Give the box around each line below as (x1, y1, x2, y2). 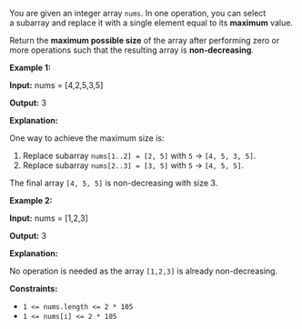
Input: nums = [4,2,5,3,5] (9, 80, 104, 90)
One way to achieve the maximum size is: (9, 133, 165, 144)
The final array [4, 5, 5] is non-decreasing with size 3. (9, 177, 218, 188)
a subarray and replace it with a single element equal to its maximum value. (9, 17, 294, 28)
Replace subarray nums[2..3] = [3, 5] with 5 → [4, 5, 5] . (22, 160, 244, 171)
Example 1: (9, 63, 52, 73)
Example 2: (9, 195, 53, 205)
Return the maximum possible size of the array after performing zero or (9, 35, 280, 45)
